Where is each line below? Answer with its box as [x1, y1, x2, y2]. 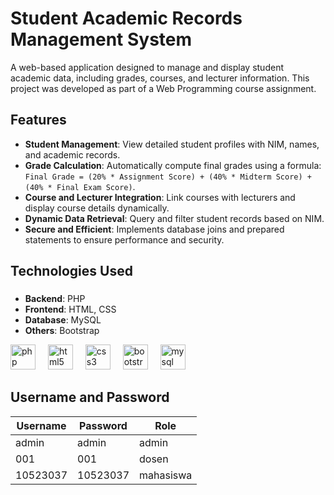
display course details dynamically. [24, 202, 170, 214]
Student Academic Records [10, 7, 243, 30]
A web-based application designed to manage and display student [10, 61, 284, 73]
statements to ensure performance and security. [24, 233, 225, 246]
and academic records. [24, 148, 121, 161]
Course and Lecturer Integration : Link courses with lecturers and [24, 191, 296, 203]
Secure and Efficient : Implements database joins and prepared [24, 223, 285, 235]
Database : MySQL [24, 314, 102, 326]
